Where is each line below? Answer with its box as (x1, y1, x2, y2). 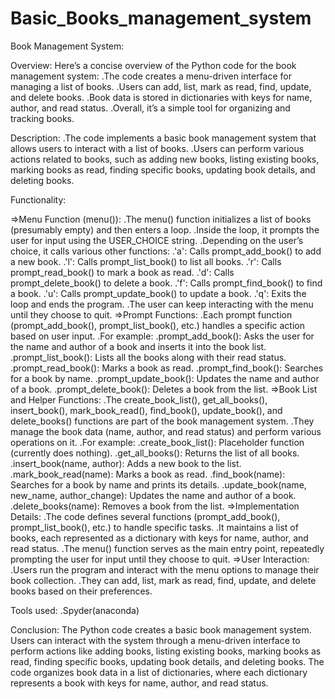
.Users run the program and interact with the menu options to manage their (10, 563, 320, 576)
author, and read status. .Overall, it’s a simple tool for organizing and (10, 102, 291, 114)
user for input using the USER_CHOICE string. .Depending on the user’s (10, 234, 304, 246)
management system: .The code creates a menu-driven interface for (10, 70, 292, 82)
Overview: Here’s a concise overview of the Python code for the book (10, 59, 297, 71)
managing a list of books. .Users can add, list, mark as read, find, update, (10, 80, 312, 92)
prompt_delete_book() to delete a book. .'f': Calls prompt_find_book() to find (10, 277, 323, 289)
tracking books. (10, 112, 75, 124)
